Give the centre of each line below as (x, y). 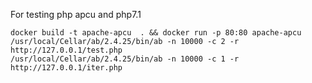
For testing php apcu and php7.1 (76, 14)
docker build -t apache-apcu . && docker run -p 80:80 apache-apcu (156, 33)
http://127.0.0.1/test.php (66, 50)
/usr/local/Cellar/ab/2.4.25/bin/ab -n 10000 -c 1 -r (125, 59)
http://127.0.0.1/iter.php (66, 68)
